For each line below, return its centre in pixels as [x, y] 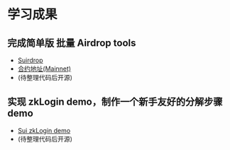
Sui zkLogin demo [44, 130]
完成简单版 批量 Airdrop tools [72, 43]
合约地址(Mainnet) [44, 69]
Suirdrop [31, 60]
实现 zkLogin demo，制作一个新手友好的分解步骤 [115, 102]
